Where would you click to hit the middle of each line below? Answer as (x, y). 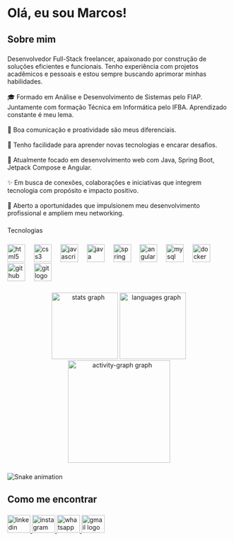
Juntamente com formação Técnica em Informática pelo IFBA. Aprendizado (117, 107)
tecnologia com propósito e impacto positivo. (73, 190)
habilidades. (25, 81)
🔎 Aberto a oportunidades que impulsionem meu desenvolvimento (104, 205)
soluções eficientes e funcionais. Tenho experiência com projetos (103, 66)
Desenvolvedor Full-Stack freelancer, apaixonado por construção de (107, 59)
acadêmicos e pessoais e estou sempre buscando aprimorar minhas (107, 74)
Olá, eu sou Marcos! (67, 13)
